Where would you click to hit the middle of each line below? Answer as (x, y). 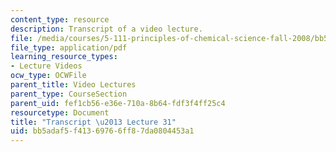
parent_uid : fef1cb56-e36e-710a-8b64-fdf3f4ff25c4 (118, 103)
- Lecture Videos (46, 66)
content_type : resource (60, 19)
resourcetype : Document (60, 112)
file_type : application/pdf (69, 47)
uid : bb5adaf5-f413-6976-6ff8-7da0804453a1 (102, 131)
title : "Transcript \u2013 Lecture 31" (93, 122)
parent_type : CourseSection (69, 94)
